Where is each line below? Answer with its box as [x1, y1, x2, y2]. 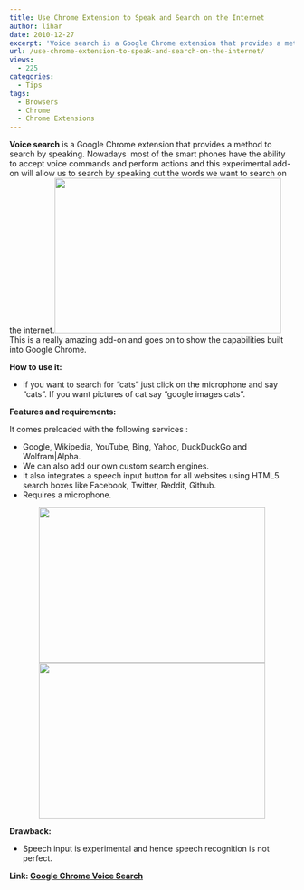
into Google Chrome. [9, 345, 88, 355]
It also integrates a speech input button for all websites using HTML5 [22, 470, 280, 481]
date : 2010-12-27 [9, 30, 75, 39]
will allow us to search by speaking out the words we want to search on [21, 168, 287, 179]
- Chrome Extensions [17, 114, 95, 123]
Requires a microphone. [22, 489, 112, 500]
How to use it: [9, 362, 62, 373]
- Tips [17, 80, 43, 90]
